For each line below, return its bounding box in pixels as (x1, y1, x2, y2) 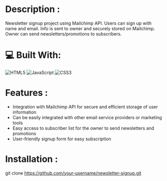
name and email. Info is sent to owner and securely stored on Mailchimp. (5, 25, 155, 31)
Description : (5, 4, 60, 15)
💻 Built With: (5, 49, 61, 61)
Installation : (5, 153, 58, 164)
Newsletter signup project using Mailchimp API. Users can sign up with (5, 20, 152, 26)
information (12, 109, 37, 115)
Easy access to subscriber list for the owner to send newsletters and (12, 125, 154, 131)
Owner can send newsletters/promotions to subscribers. (5, 31, 122, 37)
